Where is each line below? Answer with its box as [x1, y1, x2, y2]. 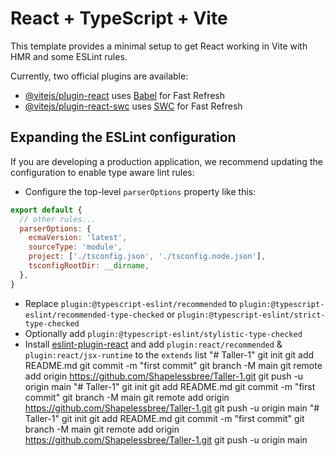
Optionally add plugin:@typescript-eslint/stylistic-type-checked [24, 327, 303, 339]
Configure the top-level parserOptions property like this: [24, 185, 257, 197]
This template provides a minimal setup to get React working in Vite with [10, 40, 308, 52]
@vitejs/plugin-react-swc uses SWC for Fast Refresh [24, 100, 243, 112]
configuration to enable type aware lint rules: [10, 166, 195, 178]
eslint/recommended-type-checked [24, 310, 165, 320]
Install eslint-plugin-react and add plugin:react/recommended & [24, 338, 283, 350]
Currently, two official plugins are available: [10, 70, 189, 82]
